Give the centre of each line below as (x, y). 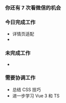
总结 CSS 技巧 (26, 89)
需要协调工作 (20, 78)
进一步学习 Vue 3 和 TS (36, 96)
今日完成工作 (20, 22)
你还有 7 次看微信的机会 (33, 7)
